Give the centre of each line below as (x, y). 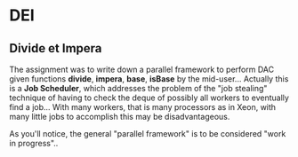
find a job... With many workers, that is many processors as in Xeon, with (143, 107)
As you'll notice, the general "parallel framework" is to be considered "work (148, 133)
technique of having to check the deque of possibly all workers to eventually (149, 98)
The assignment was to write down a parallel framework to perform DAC (141, 69)
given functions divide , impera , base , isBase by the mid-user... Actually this (149, 79)
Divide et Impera (56, 48)
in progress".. (34, 143)
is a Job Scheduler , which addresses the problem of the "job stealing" (138, 88)
